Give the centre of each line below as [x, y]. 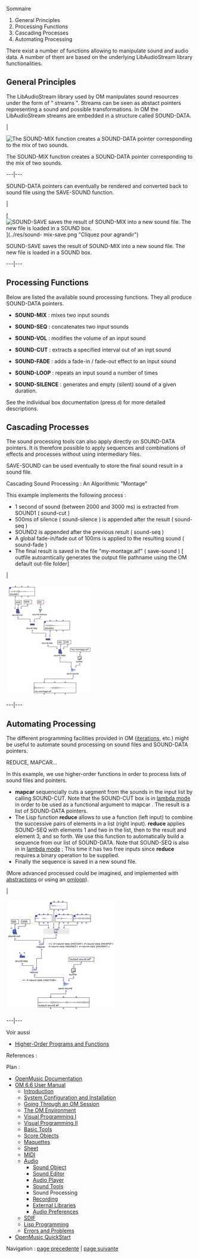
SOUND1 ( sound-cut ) [42, 513]
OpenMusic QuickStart [43, 1237]
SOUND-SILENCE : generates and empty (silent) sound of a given [96, 384]
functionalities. [24, 63]
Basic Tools [38, 1129]
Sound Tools [48, 1186]
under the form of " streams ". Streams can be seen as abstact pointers [94, 103]
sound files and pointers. [37, 780]
